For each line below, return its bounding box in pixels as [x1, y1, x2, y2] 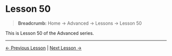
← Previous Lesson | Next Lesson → [5, 45, 82, 51]
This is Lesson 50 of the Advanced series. [5, 30, 94, 36]
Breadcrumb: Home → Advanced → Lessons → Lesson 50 [17, 20, 142, 26]
